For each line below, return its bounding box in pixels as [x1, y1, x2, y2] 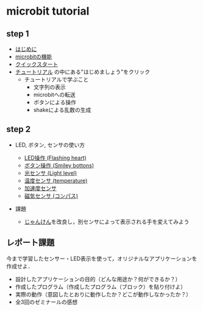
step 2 [6, 124, 31, 135]
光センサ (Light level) [24, 169, 77, 176]
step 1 [6, 29, 29, 39]
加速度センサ [24, 184, 57, 192]
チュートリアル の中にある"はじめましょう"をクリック [15, 68, 151, 75]
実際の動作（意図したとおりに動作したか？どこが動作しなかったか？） [15, 290, 192, 298]
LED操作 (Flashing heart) [24, 154, 87, 161]
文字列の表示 [33, 83, 66, 91]
